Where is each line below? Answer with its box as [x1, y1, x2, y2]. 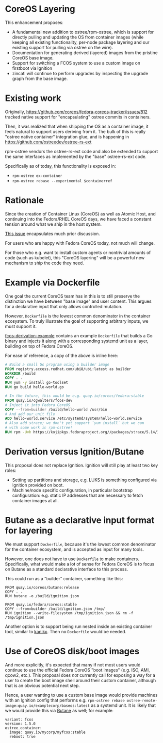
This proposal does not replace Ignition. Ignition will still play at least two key [5, 462, 158, 468]
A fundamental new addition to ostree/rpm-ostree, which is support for [12, 29, 154, 35]
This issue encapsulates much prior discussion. [5, 231, 100, 236]
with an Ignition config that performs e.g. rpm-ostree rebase [5, 697, 125, 703]
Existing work [5, 93, 62, 104]
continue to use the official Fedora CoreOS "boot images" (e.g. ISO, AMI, [5, 667, 150, 673]
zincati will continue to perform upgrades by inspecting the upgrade [12, 70, 148, 76]
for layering [5, 525, 53, 536]
